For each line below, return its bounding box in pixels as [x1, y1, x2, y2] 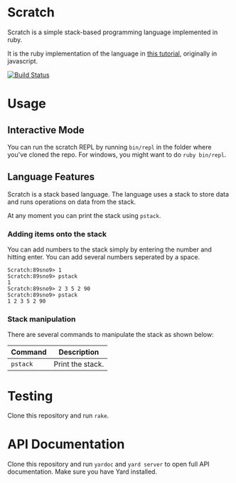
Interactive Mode [7, 124, 85, 136]
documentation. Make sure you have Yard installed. [7, 467, 158, 476]
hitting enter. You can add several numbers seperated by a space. [7, 253, 200, 261]
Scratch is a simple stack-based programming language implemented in [7, 28, 218, 36]
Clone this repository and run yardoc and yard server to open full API [7, 460, 210, 469]
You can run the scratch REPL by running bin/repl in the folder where [7, 142, 212, 151]
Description [58, 347, 100, 357]
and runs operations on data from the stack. [7, 197, 136, 206]
